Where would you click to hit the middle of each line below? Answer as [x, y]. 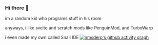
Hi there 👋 [17, 8]
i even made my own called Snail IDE [42, 37]
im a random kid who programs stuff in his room [53, 19]
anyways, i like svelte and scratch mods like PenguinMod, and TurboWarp [79, 28]
